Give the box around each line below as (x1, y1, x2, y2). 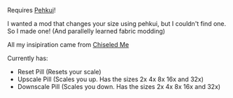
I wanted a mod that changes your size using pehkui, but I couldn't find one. (7, 20, 227, 27)
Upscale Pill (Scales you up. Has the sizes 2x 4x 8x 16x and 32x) (17, 75, 204, 83)
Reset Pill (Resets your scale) (17, 68, 101, 76)
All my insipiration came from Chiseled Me (7, 41, 129, 48)
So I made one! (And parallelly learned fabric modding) (7, 27, 166, 35)
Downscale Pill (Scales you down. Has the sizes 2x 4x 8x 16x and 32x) (17, 83, 221, 90)
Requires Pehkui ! (7, 6, 56, 14)
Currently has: (7, 54, 48, 62)
